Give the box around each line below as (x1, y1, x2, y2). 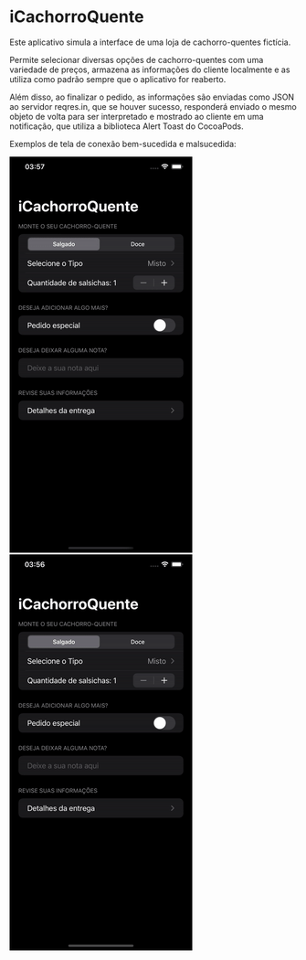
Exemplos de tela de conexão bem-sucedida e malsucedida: (9, 138, 237, 149)
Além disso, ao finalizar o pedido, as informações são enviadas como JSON (9, 91, 295, 102)
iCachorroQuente (9, 6, 144, 27)
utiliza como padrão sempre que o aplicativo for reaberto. (9, 73, 227, 84)
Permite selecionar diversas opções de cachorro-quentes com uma (9, 54, 264, 65)
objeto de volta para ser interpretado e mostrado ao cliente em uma (9, 111, 264, 122)
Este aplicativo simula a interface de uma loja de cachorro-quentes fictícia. (9, 37, 291, 48)
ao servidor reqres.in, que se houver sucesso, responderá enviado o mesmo (9, 101, 297, 112)
